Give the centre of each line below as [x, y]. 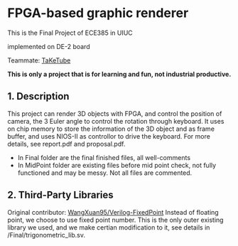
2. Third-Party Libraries [60, 195]
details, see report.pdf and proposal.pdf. [66, 144]
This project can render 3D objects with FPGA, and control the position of [115, 113]
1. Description [38, 96]
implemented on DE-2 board [49, 46]
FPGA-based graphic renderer [98, 13]
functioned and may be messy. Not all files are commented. [105, 173]
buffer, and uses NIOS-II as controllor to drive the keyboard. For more [109, 136]
